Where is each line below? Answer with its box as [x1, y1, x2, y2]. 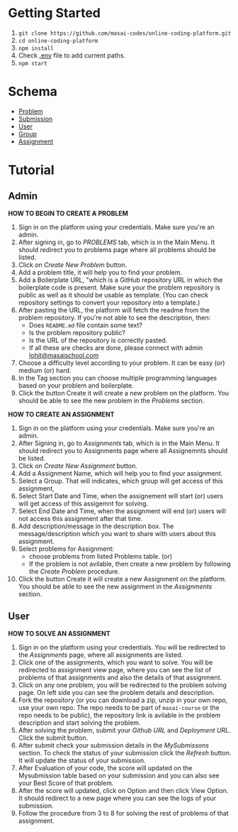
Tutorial [8, 162, 55, 178]
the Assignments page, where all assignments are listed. [18, 650, 183, 659]
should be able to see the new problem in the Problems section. [18, 396, 205, 405]
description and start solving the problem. [18, 718, 141, 727]
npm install [18, 45, 54, 52]
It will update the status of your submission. [18, 756, 146, 765]
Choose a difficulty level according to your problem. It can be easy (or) [18, 358, 225, 367]
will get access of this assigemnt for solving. [18, 499, 149, 508]
